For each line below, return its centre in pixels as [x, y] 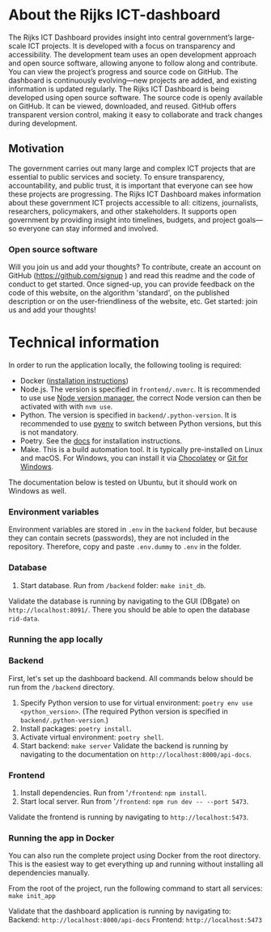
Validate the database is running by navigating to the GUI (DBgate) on [124, 601]
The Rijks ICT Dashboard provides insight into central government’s [121, 37]
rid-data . [24, 618]
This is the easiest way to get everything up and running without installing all [136, 864]
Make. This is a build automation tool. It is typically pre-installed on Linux [141, 449]
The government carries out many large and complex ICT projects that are [132, 168]
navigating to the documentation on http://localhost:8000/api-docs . [136, 754]
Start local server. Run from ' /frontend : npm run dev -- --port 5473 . [134, 802]
